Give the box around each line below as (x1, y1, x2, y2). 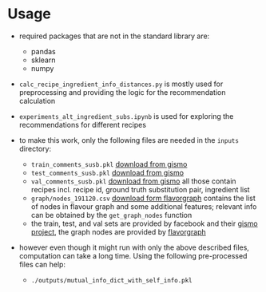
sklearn (30, 55, 56, 65)
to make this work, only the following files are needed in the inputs (18, 135, 239, 144)
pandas (30, 46, 57, 56)
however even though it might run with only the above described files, (18, 243, 249, 252)
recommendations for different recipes (18, 120, 147, 129)
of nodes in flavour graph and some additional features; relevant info (30, 201, 257, 211)
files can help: (18, 259, 66, 269)
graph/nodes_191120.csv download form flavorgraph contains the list (30, 193, 256, 203)
